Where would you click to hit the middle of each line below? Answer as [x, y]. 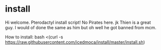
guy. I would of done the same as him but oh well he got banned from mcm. [81, 27]
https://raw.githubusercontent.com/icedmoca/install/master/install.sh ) [75, 42]
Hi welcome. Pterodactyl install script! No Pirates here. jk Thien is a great [78, 22]
